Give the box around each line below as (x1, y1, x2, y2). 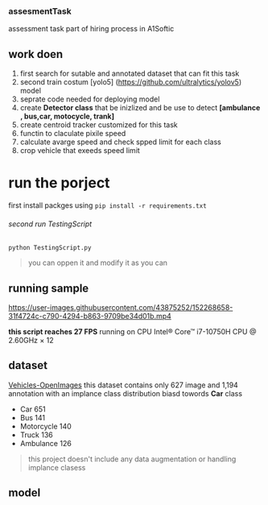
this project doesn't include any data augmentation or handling (27, 453, 237, 464)
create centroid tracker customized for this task (19, 120, 179, 130)
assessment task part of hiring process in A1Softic (8, 24, 175, 34)
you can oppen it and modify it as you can (27, 258, 167, 267)
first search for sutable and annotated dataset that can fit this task (19, 68, 240, 78)
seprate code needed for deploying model (19, 94, 160, 104)
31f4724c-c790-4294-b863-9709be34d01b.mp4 (8, 312, 171, 321)
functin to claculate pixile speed (19, 129, 126, 139)
